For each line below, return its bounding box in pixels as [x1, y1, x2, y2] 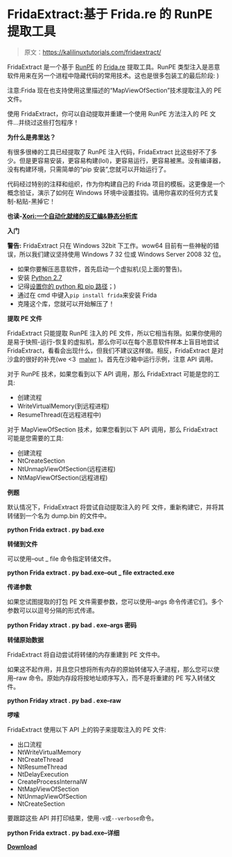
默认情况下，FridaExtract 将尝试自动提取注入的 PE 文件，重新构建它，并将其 [7, 502, 224, 511]
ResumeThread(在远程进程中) [17, 410, 102, 418]
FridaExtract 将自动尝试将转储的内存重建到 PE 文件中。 [7, 650, 164, 659]
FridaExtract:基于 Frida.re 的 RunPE [7, 6, 213, 22]
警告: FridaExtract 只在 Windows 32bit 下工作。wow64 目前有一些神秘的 [7, 241, 213, 250]
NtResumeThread [17, 763, 68, 771]
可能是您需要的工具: [7, 434, 64, 442]
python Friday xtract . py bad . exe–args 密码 [7, 620, 137, 629]
